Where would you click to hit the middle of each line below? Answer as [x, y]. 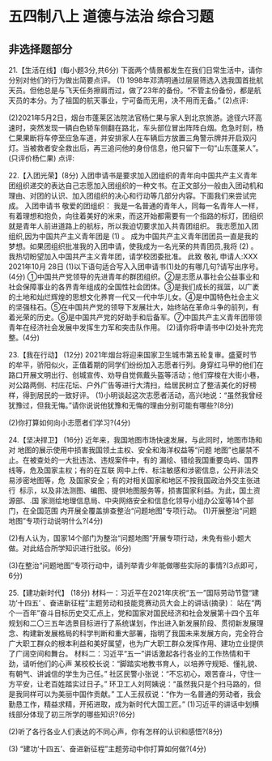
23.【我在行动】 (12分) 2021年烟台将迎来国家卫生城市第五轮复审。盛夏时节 [133, 355]
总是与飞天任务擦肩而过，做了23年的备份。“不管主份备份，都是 [149, 90]
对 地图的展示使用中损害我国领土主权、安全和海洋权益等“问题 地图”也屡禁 [131, 450]
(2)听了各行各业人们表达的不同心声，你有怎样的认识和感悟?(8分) [115, 731]
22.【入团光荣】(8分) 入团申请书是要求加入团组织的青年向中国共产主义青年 [133, 175]
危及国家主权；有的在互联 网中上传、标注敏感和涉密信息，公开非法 [140, 470]
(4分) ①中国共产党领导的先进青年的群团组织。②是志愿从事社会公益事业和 [134, 277]
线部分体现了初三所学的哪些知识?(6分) [72, 714]
